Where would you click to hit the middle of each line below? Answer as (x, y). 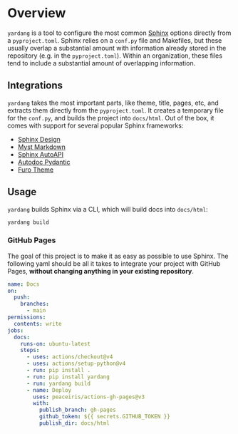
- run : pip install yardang (68, 377)
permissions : (27, 317)
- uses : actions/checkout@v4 (69, 357)
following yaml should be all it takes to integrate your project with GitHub (114, 263)
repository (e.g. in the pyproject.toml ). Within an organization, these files (115, 56)
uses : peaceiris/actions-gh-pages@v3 (89, 397)
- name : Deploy (49, 390)
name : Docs (24, 284)
